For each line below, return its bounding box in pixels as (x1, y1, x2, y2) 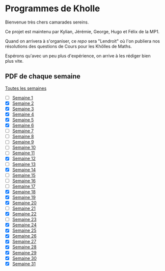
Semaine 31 (12, 261, 36, 267)
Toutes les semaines (5, 85, 47, 91)
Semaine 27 (12, 239, 37, 245)
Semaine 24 (12, 222, 37, 228)
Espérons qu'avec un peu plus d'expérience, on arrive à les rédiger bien (5, 52, 151, 59)
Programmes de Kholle (5, 3, 100, 14)
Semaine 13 (12, 161, 36, 167)
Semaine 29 (12, 249, 37, 255)
